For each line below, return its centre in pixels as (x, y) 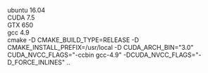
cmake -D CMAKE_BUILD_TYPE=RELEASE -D (73, 40)
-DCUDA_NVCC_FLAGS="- (162, 55)
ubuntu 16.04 (26, 10)
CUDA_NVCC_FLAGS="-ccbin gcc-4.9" (65, 55)
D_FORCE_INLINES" (36, 62)
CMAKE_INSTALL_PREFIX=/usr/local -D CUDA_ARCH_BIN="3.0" (100, 47)
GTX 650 (20, 25)
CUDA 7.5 (21, 18)
